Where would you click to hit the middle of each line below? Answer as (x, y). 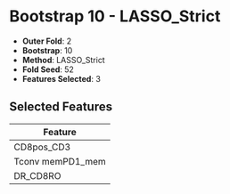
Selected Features (61, 107)
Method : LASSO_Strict (63, 60)
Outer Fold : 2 (47, 41)
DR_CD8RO (37, 175)
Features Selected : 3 (61, 78)
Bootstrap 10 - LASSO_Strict (115, 16)
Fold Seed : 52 (48, 69)
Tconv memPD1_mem (60, 161)
